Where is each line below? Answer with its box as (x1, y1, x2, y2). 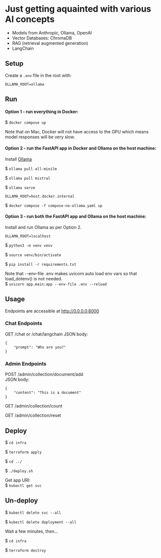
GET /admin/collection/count (5, 403, 63, 409)
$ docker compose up (5, 119, 46, 125)
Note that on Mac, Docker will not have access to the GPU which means (5, 129, 149, 135)
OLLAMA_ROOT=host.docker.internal (5, 194, 75, 199)
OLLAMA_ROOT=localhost (5, 234, 51, 239)
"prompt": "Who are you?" (14, 345, 66, 350)
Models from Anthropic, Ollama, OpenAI (12, 30, 92, 36)
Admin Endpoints (5, 360, 47, 367)
